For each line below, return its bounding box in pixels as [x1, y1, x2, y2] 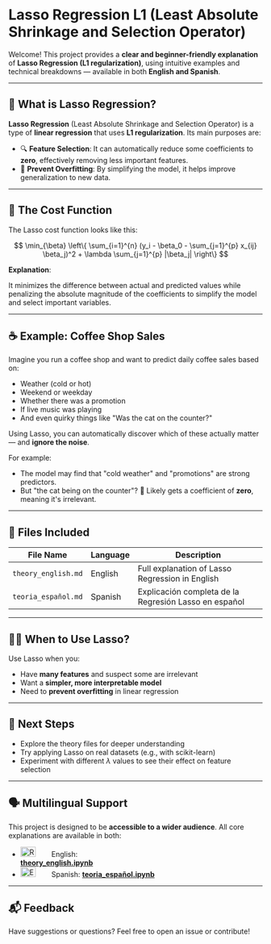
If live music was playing [19, 405, 102, 415]
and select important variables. [8, 297, 111, 307]
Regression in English [137, 573, 219, 584]
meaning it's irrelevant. [19, 495, 97, 504]
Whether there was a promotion [19, 396, 127, 406]
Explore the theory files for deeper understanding [19, 738, 186, 748]
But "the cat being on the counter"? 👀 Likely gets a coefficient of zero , [19, 486, 254, 495]
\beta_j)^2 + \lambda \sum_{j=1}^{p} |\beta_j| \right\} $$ [43, 249, 228, 259]
